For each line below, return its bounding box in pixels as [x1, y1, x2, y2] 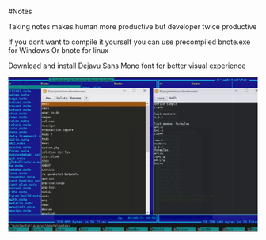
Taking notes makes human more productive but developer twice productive [8, 22, 257, 31]
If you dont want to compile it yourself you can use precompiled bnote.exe [8, 37, 251, 47]
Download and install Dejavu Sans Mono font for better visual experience [8, 61, 246, 70]
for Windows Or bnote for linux [8, 46, 109, 54]
